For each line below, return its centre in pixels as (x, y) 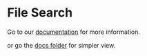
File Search (40, 13)
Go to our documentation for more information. (73, 32)
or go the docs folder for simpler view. (61, 45)
